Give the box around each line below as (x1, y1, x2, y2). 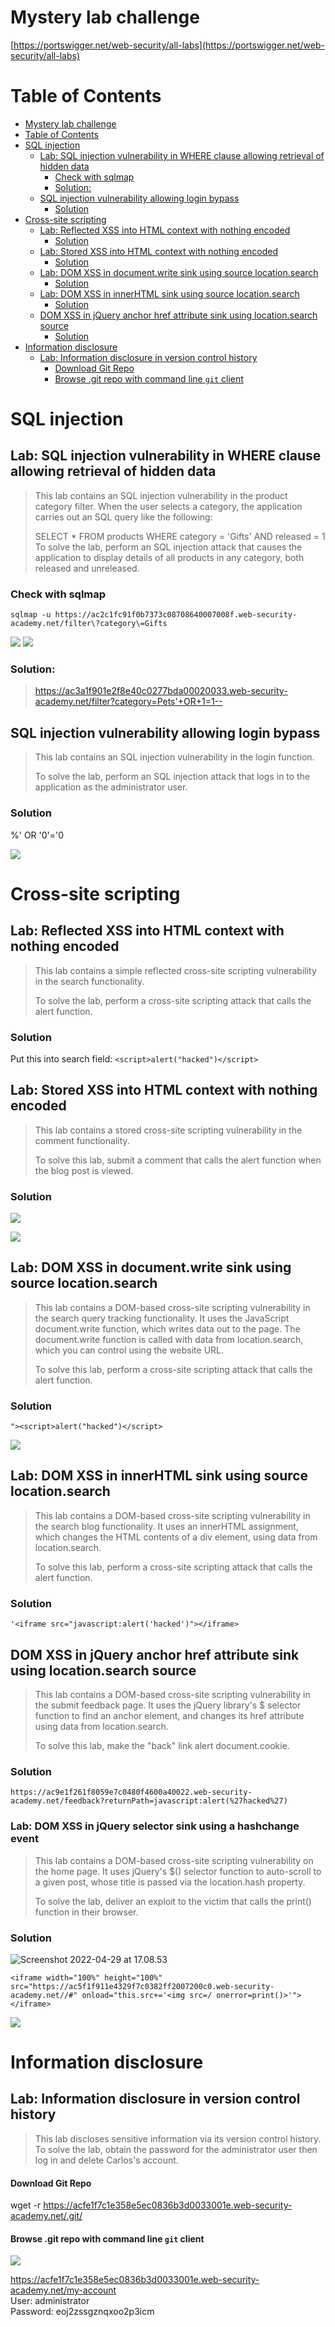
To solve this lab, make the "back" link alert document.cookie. (34, 1740, 290, 1752)
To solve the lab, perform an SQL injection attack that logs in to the (34, 771, 311, 783)
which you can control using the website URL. (34, 1344, 225, 1356)
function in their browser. (34, 1906, 139, 1918)
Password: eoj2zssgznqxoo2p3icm (10, 2306, 155, 2318)
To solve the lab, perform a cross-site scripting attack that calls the (34, 994, 312, 1006)
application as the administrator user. (34, 781, 188, 793)
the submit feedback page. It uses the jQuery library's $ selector (34, 1699, 302, 1711)
